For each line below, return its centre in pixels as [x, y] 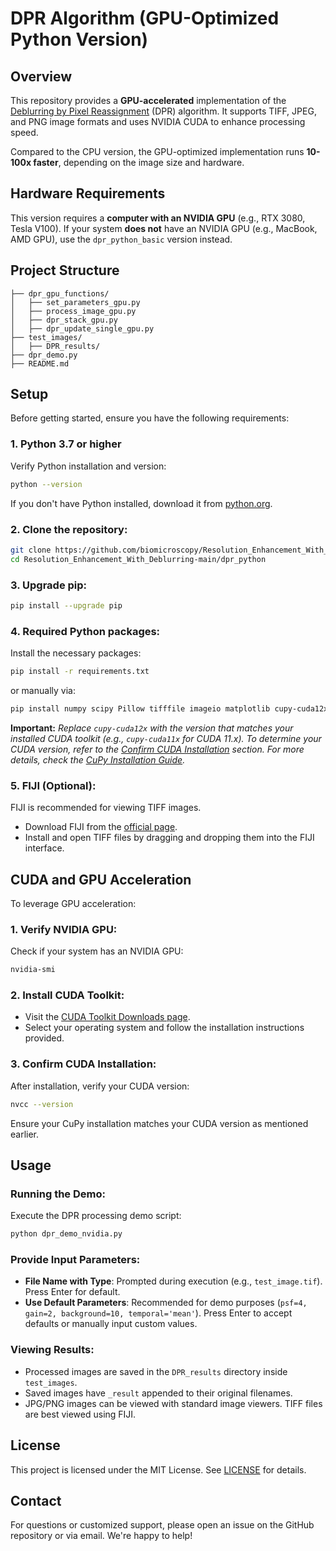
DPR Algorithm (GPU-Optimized [145, 18]
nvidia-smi [33, 970]
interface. [44, 848]
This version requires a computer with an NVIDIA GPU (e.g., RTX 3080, [158, 218]
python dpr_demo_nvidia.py [66, 1234]
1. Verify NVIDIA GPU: [64, 929]
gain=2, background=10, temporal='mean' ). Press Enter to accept [158, 1313]
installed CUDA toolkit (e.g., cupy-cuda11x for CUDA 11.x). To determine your [166, 738]
